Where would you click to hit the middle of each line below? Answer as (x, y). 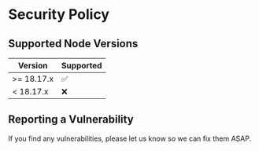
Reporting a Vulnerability (71, 120)
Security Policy (59, 15)
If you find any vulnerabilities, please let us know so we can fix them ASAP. (130, 138)
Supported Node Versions (73, 44)
